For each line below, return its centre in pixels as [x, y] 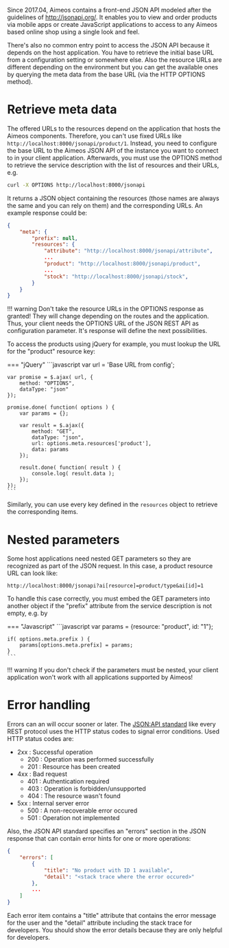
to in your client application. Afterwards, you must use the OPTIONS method [114, 158]
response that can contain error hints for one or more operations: [99, 839]
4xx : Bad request [42, 774]
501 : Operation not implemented [73, 818]
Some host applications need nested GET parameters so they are [99, 559]
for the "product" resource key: [51, 352]
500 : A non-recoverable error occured [82, 810]
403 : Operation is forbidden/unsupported [86, 789]
